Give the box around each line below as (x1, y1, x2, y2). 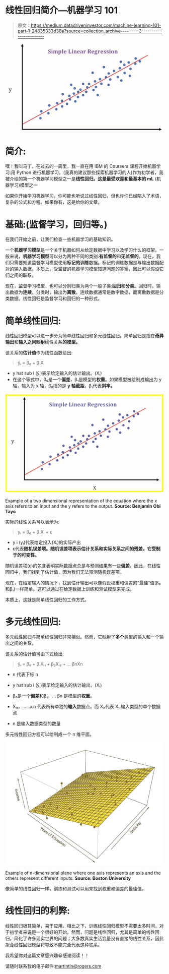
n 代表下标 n (12, 671, 39, 677)
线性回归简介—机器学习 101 (5, 5, 118, 16)
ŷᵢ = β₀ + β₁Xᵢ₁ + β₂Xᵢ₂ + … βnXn (17, 661, 83, 667)
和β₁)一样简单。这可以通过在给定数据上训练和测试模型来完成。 (5, 586, 134, 592)
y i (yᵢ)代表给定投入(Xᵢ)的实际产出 (12, 539, 81, 545)
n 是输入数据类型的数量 (12, 720, 61, 726)
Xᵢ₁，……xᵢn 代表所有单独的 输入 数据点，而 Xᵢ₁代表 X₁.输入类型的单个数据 (12, 703, 161, 709)
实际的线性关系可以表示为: (5, 519, 60, 525)
